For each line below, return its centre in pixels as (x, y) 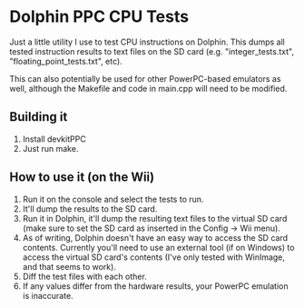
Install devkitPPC (54, 139)
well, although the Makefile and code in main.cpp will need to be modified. (148, 88)
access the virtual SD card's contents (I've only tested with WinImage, (154, 257)
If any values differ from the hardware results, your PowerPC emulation (155, 286)
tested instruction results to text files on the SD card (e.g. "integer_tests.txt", (152, 51)
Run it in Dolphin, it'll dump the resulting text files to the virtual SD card (155, 218)
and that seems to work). (69, 266)
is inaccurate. (48, 295)
